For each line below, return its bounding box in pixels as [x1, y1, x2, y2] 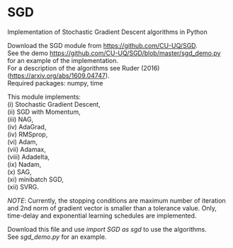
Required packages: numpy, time [7, 78, 103, 87]
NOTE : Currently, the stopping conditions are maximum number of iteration [7, 196, 227, 205]
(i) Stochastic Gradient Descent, [7, 100, 101, 108]
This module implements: [7, 93, 81, 101]
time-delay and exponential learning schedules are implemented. [7, 211, 197, 220]
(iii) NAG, [7, 114, 34, 124]
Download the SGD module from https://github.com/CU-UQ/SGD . [7, 41, 198, 49]
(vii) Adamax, [7, 145, 46, 153]
